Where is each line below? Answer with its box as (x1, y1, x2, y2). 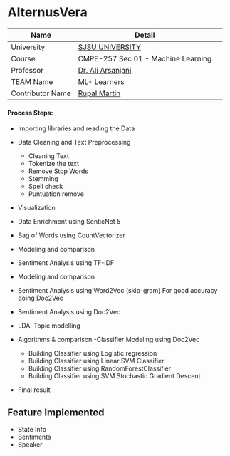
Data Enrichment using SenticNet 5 (17, 217, 121, 226)
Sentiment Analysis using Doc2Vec (17, 308, 121, 316)
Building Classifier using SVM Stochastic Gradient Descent (28, 372, 201, 380)
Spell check (28, 182, 63, 191)
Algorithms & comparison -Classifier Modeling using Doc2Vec (17, 336, 200, 344)
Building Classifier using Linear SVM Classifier (28, 357, 164, 366)
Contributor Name (11, 88, 71, 98)
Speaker (17, 440, 43, 449)
